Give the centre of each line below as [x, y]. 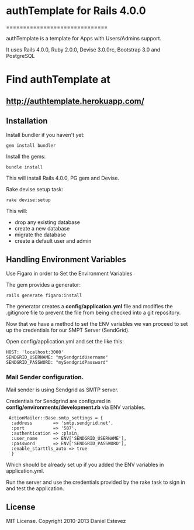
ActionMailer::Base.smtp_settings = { [56, 418]
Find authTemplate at [58, 80]
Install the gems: [26, 157]
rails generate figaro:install [44, 296]
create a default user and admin [53, 241]
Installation [27, 121]
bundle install [25, 167]
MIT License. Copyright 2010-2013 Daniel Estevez [66, 521]
